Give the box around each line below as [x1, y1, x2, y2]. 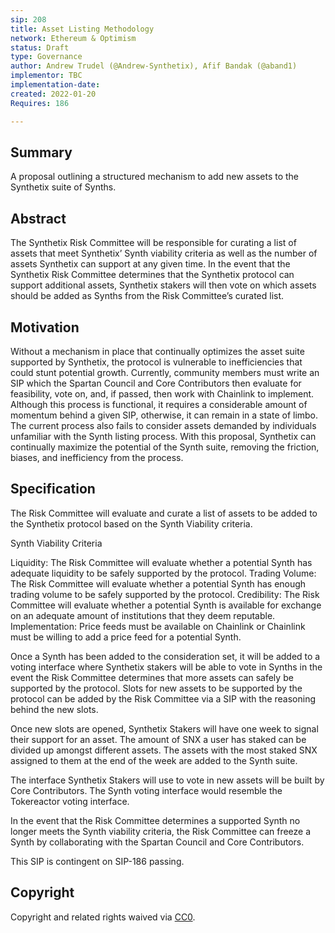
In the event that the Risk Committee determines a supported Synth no [10, 814, 301, 826]
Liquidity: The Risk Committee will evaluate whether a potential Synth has [10, 556, 313, 568]
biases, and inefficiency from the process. [10, 451, 184, 463]
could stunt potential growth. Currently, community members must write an [10, 366, 320, 378]
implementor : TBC [10, 71, 83, 81]
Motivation [10, 319, 80, 336]
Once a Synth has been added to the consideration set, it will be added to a [10, 650, 321, 662]
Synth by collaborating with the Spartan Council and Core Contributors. [10, 836, 305, 848]
